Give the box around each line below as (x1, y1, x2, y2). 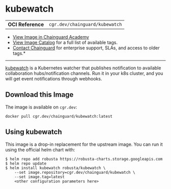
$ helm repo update (5, 161, 47, 166)
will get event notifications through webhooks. (5, 75, 102, 82)
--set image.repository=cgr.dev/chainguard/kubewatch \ (14, 170, 136, 175)
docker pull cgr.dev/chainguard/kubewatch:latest (5, 114, 113, 119)
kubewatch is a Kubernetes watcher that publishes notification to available (5, 65, 161, 71)
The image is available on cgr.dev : (5, 104, 77, 110)
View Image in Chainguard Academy (12, 34, 89, 40)
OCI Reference (8, 21, 44, 28)
